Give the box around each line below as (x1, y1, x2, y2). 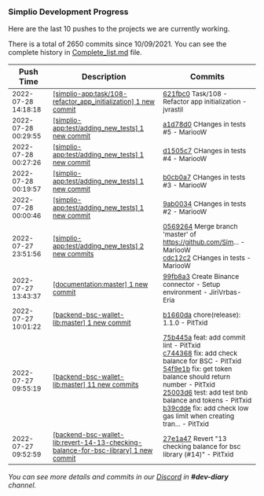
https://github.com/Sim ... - (162, 238, 245, 247)
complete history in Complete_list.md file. (8, 48, 143, 57)
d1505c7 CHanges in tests (162, 146, 247, 156)
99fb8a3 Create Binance (162, 272, 240, 281)
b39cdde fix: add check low (162, 404, 249, 413)
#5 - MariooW (162, 128, 207, 137)
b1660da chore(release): (162, 310, 241, 320)
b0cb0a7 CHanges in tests (162, 173, 246, 182)
